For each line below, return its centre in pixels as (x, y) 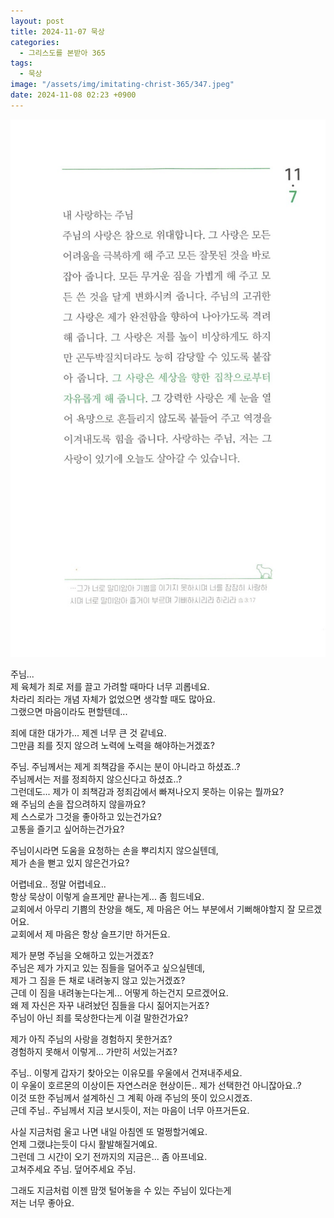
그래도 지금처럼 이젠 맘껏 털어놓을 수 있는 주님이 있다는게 (121, 1190)
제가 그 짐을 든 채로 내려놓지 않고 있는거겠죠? (98, 980)
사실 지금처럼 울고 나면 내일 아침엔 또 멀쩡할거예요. (109, 1131)
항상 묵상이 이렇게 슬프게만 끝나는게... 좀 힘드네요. (107, 896)
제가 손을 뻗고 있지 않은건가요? (70, 862)
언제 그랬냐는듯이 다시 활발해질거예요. (84, 1144)
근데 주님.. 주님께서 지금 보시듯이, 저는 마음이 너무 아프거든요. (130, 1110)
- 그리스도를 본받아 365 (62, 53)
